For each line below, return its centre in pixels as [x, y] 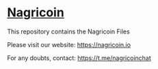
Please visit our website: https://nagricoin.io [69, 44]
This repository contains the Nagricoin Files [68, 31]
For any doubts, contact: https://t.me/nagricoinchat [79, 58]
